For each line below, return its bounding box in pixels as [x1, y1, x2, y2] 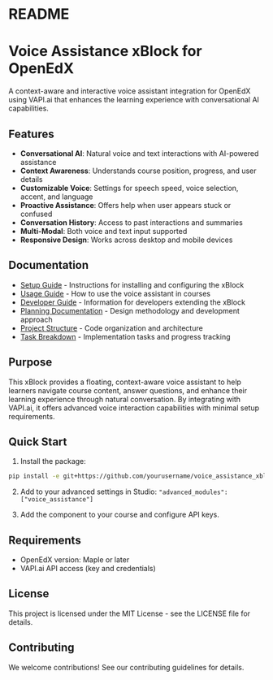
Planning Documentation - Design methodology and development [19, 305, 240, 315]
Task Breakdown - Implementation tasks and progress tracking [19, 331, 231, 341]
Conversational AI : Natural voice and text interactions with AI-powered [19, 148, 259, 158]
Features [8, 127, 54, 141]
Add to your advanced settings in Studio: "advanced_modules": [19, 487, 228, 496]
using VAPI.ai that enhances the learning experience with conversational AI [8, 95, 260, 105]
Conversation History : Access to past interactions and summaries [19, 217, 244, 227]
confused [19, 209, 53, 219]
